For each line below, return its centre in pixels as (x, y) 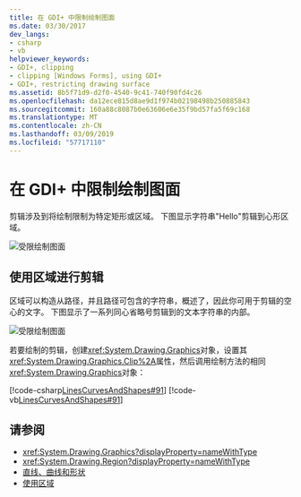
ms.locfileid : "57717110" (57, 142)
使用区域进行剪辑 (56, 277)
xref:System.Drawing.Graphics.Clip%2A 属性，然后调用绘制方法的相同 (138, 361)
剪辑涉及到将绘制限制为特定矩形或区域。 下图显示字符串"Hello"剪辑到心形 (145, 216)
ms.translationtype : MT (54, 117)
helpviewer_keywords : (50, 59)
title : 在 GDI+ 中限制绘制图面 (62, 17)
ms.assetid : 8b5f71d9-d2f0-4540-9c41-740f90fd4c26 (106, 92)
